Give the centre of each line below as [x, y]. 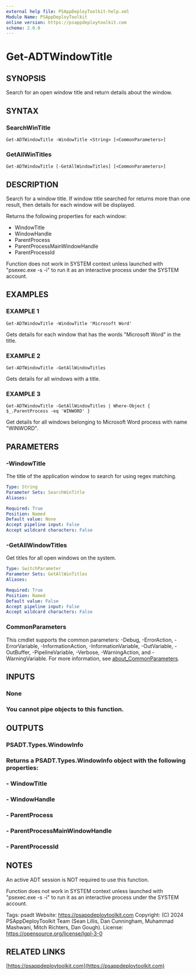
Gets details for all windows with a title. [53, 379]
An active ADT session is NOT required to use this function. [78, 879]
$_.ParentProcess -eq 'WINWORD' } [48, 411]
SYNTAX [23, 111]
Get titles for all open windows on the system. [61, 558]
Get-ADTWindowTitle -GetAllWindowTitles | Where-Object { [78, 406]
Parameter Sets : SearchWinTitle [45, 492]
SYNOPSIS [26, 78]
